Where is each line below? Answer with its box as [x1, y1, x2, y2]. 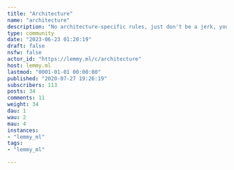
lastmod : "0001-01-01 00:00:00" [7, 68, 101, 75]
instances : [7, 127, 39, 134]
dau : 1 [7, 107, 26, 114]
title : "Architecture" [7, 10, 73, 17]
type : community [7, 29, 54, 37]
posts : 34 [7, 88, 36, 95]
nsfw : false [7, 49, 42, 56]
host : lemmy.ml [7, 62, 52, 69]
